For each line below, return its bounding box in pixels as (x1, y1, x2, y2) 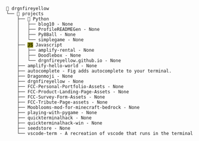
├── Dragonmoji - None (17, 73, 73, 79)
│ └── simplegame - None (17, 36, 84, 43)
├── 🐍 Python (17, 15, 49, 22)
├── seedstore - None (17, 125, 70, 131)
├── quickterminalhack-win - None (17, 120, 102, 126)
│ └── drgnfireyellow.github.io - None (17, 57, 121, 64)
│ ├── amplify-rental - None (17, 47, 95, 53)
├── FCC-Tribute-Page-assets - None (17, 99, 108, 105)
